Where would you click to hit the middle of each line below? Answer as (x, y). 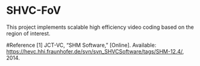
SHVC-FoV (34, 10)
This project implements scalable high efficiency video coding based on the (100, 27)
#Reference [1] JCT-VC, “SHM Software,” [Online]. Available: (81, 45)
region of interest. (28, 33)
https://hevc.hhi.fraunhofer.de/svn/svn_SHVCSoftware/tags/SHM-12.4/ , (95, 51)
